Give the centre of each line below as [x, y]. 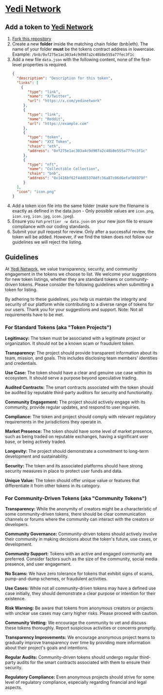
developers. [17, 524]
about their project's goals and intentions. [47, 648]
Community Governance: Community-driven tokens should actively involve [81, 534]
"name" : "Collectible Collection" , [63, 169]
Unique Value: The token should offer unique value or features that [72, 480]
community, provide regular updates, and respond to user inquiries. [72, 407]
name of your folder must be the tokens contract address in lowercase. [83, 49]
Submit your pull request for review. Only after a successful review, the [83, 232]
